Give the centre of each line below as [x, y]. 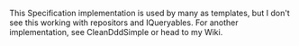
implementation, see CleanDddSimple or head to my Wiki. [116, 32]
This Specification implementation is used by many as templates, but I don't [149, 13]
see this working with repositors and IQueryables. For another [124, 23]
